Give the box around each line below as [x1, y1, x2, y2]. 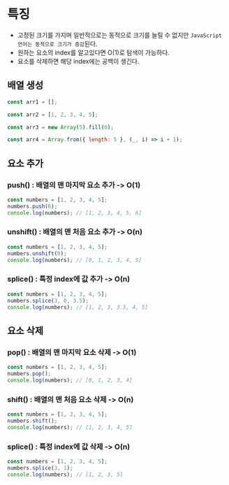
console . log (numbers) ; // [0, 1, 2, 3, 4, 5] [7, 256, 142, 263]
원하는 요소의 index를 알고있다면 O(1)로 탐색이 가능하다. [17, 48, 170, 57]
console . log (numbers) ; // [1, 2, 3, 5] [7, 471, 124, 478]
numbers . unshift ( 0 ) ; [7, 249, 68, 257]
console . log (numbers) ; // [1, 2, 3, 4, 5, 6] [7, 209, 142, 217]
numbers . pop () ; [7, 370, 52, 377]
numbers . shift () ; [7, 417, 58, 424]
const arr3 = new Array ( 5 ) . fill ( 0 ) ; [7, 124, 114, 131]
